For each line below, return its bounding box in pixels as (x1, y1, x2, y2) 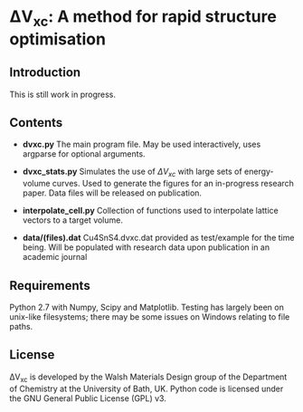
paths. (9, 321, 33, 332)
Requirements (9, 278, 90, 293)
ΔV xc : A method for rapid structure (9, 6, 278, 30)
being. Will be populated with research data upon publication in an (22, 242, 270, 253)
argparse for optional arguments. (22, 149, 147, 159)
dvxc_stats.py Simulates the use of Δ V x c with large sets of (22, 166, 242, 179)
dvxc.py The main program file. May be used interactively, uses (22, 139, 261, 150)
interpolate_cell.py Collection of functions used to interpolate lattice (22, 206, 279, 216)
